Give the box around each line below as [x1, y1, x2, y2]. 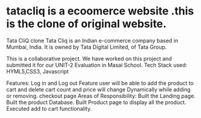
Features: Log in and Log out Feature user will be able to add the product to [6, 79, 194, 87]
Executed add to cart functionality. [6, 105, 92, 112]
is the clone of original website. [6, 17, 167, 31]
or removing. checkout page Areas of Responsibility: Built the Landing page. [6, 92, 196, 99]
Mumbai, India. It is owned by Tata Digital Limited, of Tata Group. [6, 43, 167, 51]
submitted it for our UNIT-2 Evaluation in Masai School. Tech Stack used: [6, 61, 188, 69]
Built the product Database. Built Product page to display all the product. [6, 98, 187, 106]
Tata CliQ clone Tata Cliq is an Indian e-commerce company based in [6, 37, 179, 44]
